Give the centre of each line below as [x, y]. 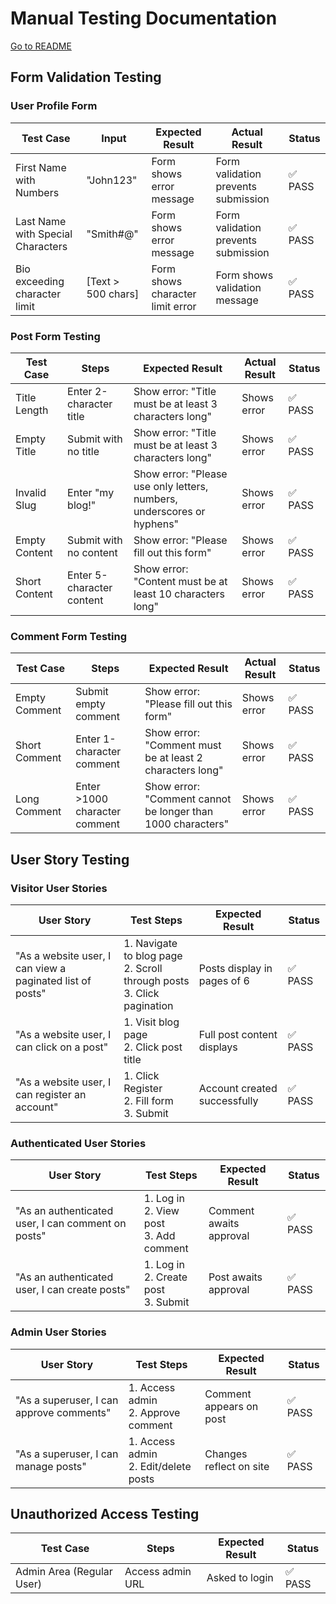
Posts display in [235, 968]
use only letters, [171, 486]
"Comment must [183, 745]
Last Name [41, 221]
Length [32, 410]
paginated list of [53, 980]
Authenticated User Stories [78, 1143]
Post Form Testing [55, 336]
